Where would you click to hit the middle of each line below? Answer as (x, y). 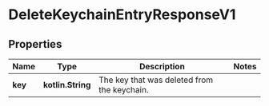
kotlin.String (67, 85)
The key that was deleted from (156, 80)
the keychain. (124, 90)
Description (162, 67)
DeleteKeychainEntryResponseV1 (122, 15)
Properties (35, 44)
